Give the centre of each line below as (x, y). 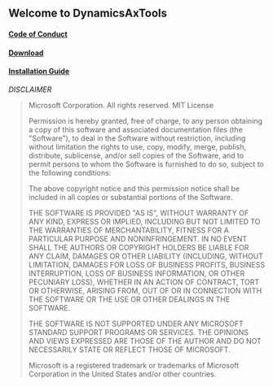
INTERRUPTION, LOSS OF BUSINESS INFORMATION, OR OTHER (136, 273)
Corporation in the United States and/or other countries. (122, 374)
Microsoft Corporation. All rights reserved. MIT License (121, 105)
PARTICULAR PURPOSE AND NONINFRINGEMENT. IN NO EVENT (138, 238)
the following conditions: (70, 172)
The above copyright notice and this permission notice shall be (134, 188)
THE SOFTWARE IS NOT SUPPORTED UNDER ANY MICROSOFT (136, 324)
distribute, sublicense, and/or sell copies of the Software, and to (136, 155)
